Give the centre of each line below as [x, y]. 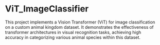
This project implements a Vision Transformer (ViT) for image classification [80, 22]
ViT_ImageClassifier [47, 9]
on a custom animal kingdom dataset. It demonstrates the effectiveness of [80, 27]
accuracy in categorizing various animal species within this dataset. [73, 37]
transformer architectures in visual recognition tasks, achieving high [73, 32]
